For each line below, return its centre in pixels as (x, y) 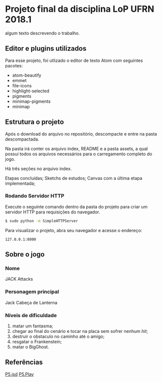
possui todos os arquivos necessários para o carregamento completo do (79, 154)
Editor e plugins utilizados (46, 48)
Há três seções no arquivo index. (39, 169)
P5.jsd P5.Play (19, 374)
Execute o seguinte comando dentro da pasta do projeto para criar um (76, 206)
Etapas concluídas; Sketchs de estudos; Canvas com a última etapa (74, 178)
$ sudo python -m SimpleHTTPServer (42, 221)
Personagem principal (32, 292)
